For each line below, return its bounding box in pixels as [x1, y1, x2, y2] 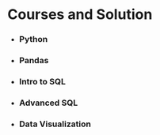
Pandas [18, 55, 49, 66]
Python [18, 34, 48, 45]
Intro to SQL [18, 76, 67, 87]
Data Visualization [18, 118, 92, 129]
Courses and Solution [7, 6, 153, 24]
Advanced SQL [18, 97, 78, 108]
